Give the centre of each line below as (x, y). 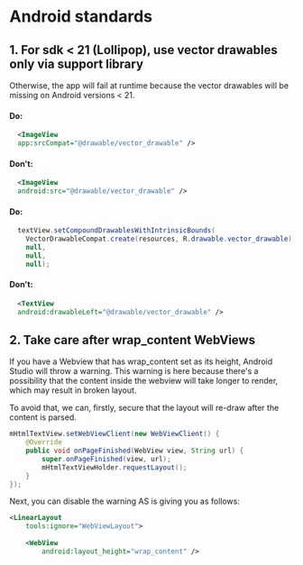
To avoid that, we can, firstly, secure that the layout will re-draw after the (144, 408)
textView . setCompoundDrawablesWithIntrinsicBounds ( (117, 231)
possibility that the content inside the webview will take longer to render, (144, 381)
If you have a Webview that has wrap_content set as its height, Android (141, 361)
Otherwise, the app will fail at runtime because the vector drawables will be (149, 86)
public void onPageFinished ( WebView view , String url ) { (135, 451)
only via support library (77, 64)
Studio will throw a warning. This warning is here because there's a (134, 371)
